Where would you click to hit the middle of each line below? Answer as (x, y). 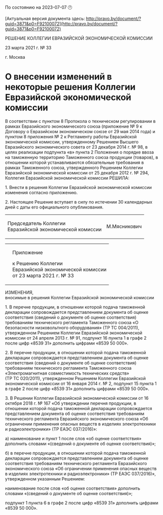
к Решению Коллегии (38, 263)
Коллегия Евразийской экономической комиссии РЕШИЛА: (67, 178)
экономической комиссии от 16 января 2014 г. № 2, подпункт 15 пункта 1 (81, 383)
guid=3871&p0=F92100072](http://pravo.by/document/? (61, 24)
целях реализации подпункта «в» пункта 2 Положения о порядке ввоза (80, 152)
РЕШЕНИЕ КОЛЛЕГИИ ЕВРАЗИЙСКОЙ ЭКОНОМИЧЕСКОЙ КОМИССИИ (79, 38)
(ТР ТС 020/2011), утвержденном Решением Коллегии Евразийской (75, 378)
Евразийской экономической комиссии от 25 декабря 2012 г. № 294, (77, 172)
